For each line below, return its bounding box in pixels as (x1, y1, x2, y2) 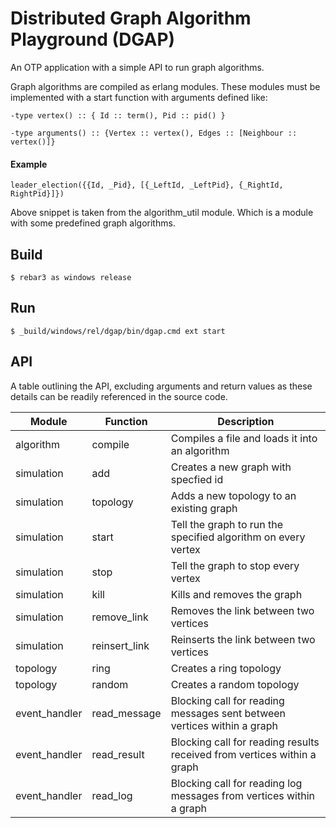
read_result (91, 747, 145, 761)
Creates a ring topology (170, 661, 282, 675)
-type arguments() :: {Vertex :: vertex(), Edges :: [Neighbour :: (10, 128, 298, 138)
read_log (91, 788, 133, 802)
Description (217, 414, 275, 428)
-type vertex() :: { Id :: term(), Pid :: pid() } (10, 110, 226, 121)
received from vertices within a (170, 747, 317, 761)
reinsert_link (91, 638, 150, 652)
